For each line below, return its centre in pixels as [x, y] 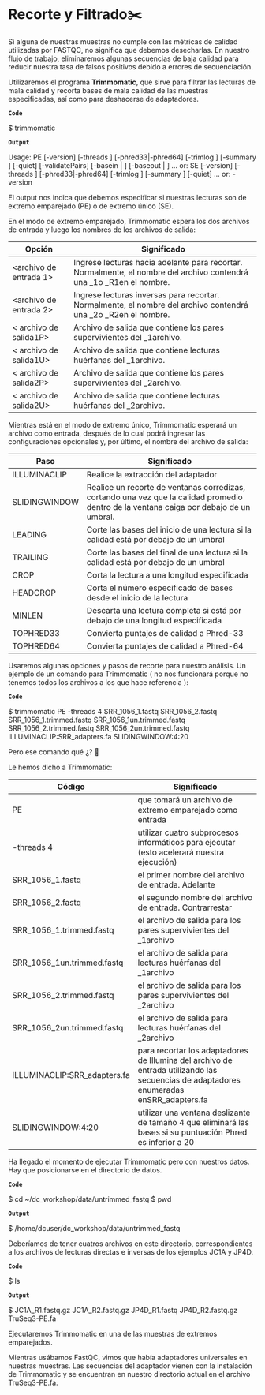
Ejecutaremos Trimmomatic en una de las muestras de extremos [113, 1333]
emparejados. [30, 1342]
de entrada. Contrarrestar [185, 907]
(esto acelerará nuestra [181, 852]
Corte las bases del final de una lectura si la [167, 552]
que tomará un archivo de [185, 799]
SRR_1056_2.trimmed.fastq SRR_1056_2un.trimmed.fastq [99, 728]
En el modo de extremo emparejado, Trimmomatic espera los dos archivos [129, 221]
